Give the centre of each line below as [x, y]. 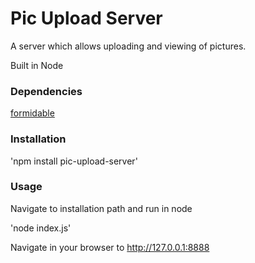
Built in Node [37, 65]
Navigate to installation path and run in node [101, 208]
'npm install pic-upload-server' [74, 161]
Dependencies [46, 91]
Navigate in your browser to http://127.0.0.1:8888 [110, 247]
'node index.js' [41, 228]
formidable [32, 113]
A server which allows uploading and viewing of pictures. [128, 46]
